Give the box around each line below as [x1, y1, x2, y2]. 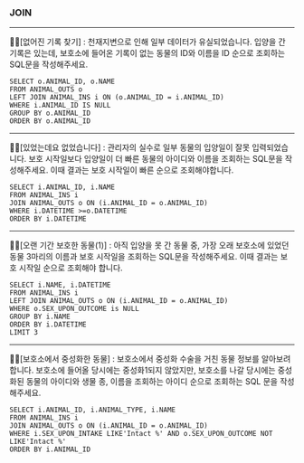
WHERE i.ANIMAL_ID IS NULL [9, 101, 111, 110]
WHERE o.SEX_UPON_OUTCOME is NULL [9, 305, 140, 314]
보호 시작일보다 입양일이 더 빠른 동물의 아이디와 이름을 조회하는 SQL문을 [28, 154, 283, 165]
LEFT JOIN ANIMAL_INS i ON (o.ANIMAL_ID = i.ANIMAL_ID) [9, 93, 224, 102]
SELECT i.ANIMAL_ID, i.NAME [9, 183, 116, 192]
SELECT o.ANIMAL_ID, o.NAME [9, 77, 116, 87]
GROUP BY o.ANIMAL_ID [9, 109, 91, 118]
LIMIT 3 [9, 328, 39, 337]
